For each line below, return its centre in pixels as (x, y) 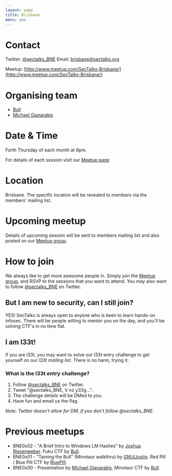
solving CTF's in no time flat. (35, 326)
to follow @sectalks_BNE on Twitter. (43, 287)
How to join (30, 262)
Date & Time (31, 136)
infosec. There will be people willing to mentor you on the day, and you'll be (85, 320)
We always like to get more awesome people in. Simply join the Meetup (80, 276)
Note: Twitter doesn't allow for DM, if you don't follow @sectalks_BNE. (80, 411)
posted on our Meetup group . (36, 241)
